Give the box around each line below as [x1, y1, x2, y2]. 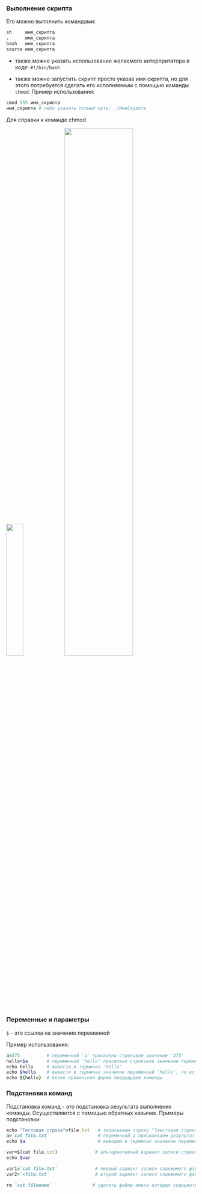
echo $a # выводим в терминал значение [6, 1138, 176, 1145]
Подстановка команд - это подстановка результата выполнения [6, 1103, 172, 1110]
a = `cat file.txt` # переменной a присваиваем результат [6, 1133, 195, 1139]
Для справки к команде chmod [6, 116, 86, 123]
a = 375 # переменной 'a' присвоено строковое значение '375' [6, 1052, 185, 1059]
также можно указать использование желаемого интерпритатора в [14, 57, 190, 64]
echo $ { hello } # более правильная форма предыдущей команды [6, 1075, 163, 1081]
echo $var [6, 1155, 31, 1161]
